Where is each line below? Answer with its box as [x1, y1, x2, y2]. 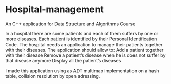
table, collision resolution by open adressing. [5, 73, 100, 79]
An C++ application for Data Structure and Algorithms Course [5, 20, 136, 27]
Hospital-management [5, 4, 104, 15]
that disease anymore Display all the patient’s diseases [5, 57, 121, 64]
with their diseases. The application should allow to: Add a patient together [5, 47, 164, 53]
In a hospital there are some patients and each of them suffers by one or [5, 30, 158, 36]
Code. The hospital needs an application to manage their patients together [5, 41, 163, 47]
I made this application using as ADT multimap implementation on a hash [5, 68, 159, 74]
